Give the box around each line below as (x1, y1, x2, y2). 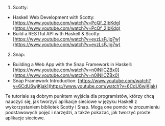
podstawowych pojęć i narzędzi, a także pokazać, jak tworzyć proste (5, 110, 151, 115)
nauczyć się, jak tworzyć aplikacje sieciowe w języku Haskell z (5, 98, 137, 104)
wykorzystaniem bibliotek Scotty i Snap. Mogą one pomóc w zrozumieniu (5, 104, 160, 110)
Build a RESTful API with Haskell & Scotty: (12, 31, 101, 36)
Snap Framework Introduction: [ (12, 78, 80, 83)
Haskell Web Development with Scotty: (12, 14, 95, 20)
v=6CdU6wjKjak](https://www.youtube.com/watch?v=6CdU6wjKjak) (12, 83, 157, 89)
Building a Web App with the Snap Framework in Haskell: (12, 61, 132, 67)
